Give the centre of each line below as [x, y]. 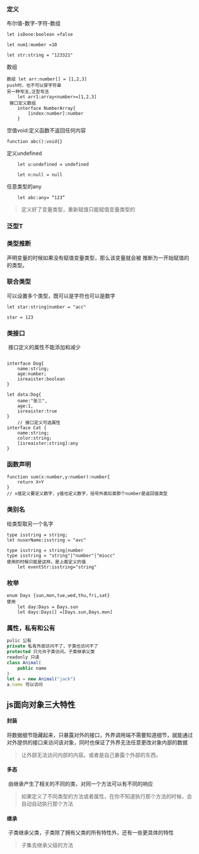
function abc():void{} [35, 142]
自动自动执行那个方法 [47, 803]
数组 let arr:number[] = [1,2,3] [47, 79]
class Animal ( [24, 663]
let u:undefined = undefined [53, 165]
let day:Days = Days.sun [48, 607]
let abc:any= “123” [41, 198]
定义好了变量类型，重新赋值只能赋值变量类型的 [78, 210]
